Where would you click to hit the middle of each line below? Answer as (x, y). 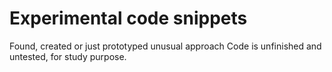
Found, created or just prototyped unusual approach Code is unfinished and (165, 46)
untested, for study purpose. (68, 56)
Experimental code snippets (128, 18)
